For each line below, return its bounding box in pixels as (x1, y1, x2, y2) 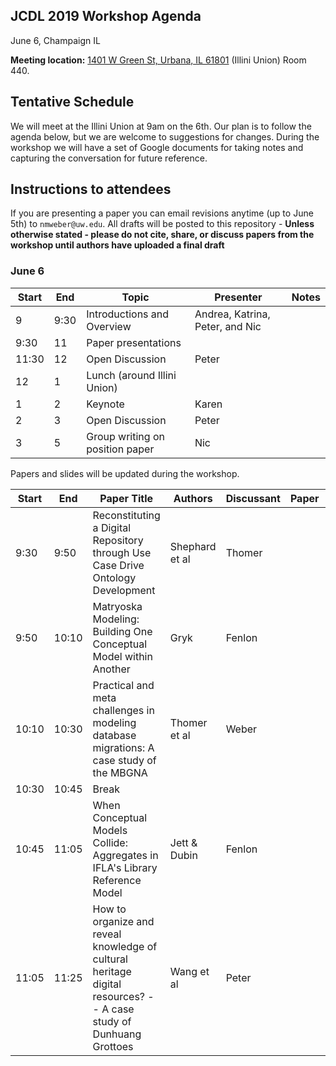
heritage (92, 964, 132, 978)
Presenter (214, 290, 263, 304)
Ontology (92, 570, 137, 584)
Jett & (169, 835, 198, 849)
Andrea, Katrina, (194, 307, 271, 321)
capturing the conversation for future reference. (10, 152, 208, 164)
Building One (92, 624, 153, 638)
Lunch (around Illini (86, 368, 177, 382)
